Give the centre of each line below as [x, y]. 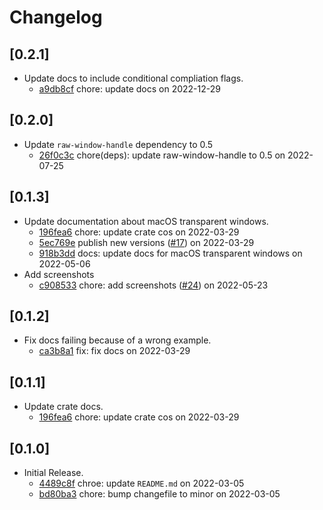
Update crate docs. [63, 407]
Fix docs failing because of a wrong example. [117, 340]
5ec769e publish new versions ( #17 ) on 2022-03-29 [146, 242]
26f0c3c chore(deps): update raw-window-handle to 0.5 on [162, 155]
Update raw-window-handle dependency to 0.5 [118, 144]
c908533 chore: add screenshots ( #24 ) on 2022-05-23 [153, 285]
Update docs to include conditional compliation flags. [133, 78]
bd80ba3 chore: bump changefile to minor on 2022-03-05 [159, 494]
